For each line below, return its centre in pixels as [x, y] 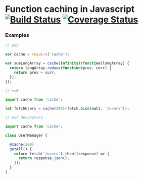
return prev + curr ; [35, 72]
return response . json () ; [44, 158]
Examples [17, 35]
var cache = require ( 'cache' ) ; [37, 55]
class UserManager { [26, 135]
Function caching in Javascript [70, 9]
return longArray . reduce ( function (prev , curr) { [61, 68]
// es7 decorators [24, 118]
